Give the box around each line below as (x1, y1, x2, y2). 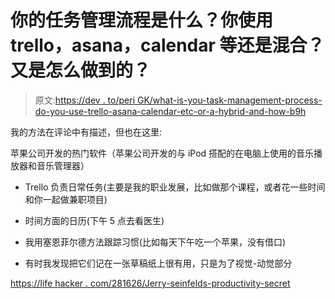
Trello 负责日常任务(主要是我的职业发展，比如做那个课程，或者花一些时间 (24, 181, 326, 193)
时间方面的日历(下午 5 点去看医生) (24, 214, 165, 226)
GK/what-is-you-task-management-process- (136, 94, 323, 106)
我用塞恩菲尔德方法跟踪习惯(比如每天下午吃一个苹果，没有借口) (24, 236, 287, 248)
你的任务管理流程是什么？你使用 (10, 9, 274, 32)
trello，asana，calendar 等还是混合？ (10, 34, 325, 57)
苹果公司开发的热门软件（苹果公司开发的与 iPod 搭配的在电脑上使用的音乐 (10, 147, 315, 159)
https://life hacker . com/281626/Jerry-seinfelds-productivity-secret (10, 277, 291, 289)
